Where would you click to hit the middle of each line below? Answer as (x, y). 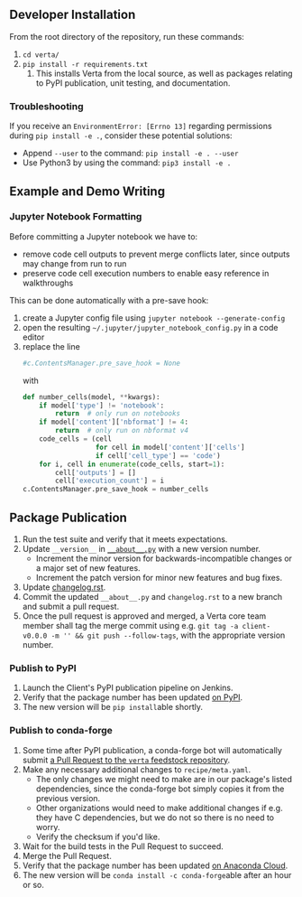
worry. (48, 827)
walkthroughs (48, 283)
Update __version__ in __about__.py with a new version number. (142, 548)
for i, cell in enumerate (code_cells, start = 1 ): (132, 464)
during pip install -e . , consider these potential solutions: (121, 135)
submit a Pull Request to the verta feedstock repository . (126, 760)
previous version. (68, 798)
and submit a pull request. (71, 606)
